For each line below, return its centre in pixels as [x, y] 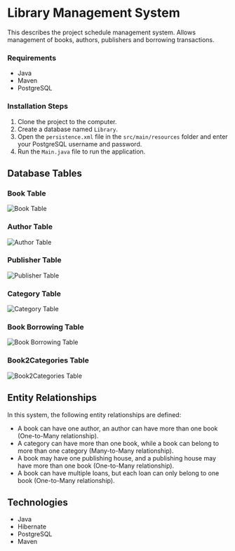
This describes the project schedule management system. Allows [102, 32]
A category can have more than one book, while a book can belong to [118, 443]
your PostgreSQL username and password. [80, 144]
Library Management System [94, 13]
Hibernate [32, 526]
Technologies [38, 502]
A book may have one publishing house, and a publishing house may [116, 458]
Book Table [27, 193]
